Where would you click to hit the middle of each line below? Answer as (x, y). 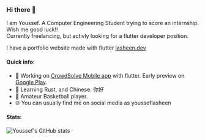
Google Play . (31, 82)
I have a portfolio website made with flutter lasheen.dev (76, 48)
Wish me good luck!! (32, 29)
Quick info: (21, 62)
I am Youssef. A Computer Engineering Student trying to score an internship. (103, 23)
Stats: (14, 117)
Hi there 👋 (21, 10)
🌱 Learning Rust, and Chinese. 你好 (59, 89)
